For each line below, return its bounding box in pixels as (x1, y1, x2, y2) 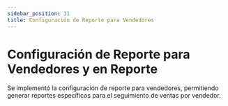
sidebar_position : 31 (7, 10, 70, 17)
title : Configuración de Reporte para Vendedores (7, 17, 155, 24)
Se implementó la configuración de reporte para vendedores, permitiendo (7, 84, 219, 92)
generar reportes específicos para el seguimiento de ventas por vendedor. (7, 91, 221, 100)
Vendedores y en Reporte (7, 61, 158, 77)
